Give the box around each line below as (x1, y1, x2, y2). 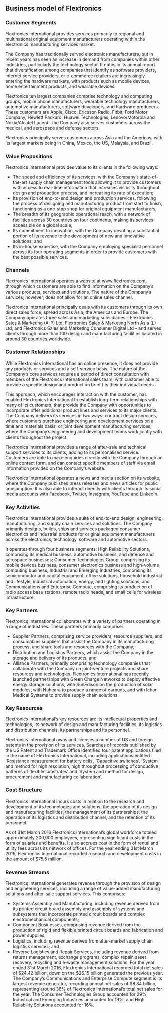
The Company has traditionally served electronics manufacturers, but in (5, 51, 154, 57)
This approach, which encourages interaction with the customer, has (5, 391, 147, 397)
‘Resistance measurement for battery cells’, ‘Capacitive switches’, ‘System (5, 758, 158, 764)
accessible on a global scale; (12, 222, 73, 228)
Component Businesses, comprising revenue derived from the (12, 922, 141, 928)
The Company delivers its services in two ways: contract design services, (5, 412, 157, 418)
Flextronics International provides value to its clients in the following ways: (5, 164, 159, 170)
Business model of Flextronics (5, 4, 102, 13)
